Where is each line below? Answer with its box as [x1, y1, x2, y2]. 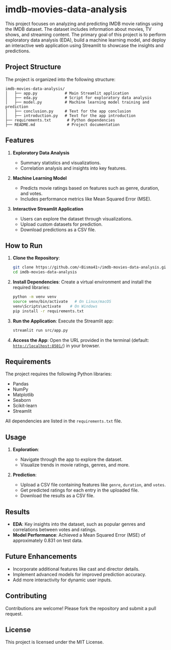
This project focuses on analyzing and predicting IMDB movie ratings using [5, 21, 163, 27]
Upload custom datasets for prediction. [20, 221, 103, 227]
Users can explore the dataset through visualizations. [20, 215, 133, 221]
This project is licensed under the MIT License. [5, 639, 104, 645]
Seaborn [12, 397, 31, 403]
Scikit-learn [12, 402, 37, 409]
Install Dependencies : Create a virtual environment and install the [12, 279, 152, 285]
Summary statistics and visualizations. [20, 159, 101, 166]
